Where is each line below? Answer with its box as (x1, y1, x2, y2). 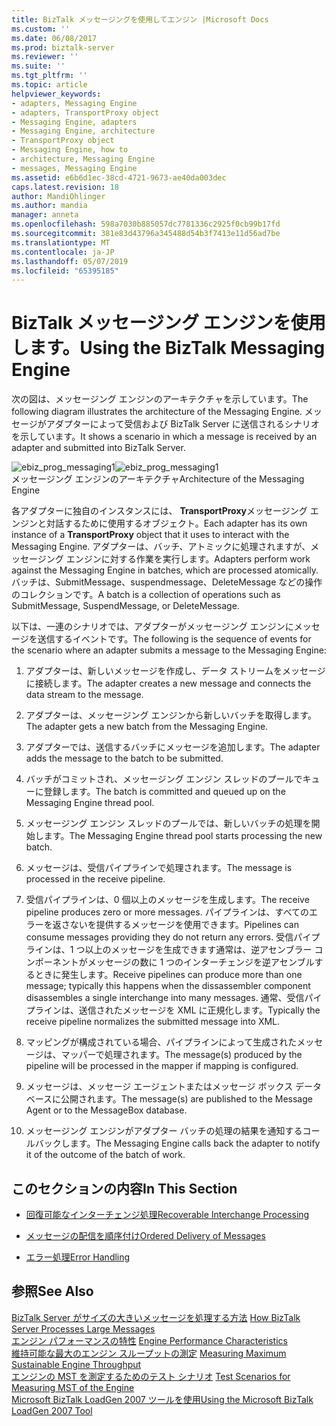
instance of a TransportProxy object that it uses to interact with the (11, 529, 290, 541)
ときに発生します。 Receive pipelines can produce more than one (34, 969, 303, 981)
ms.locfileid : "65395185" (11, 266, 119, 276)
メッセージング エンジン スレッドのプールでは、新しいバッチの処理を (25, 817, 312, 830)
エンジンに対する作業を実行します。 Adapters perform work (65, 553, 311, 565)
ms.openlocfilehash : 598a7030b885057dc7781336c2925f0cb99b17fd (11, 219, 281, 230)
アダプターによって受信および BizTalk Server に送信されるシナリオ (45, 418, 320, 430)
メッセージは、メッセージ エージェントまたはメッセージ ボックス (25, 1081, 294, 1093)
